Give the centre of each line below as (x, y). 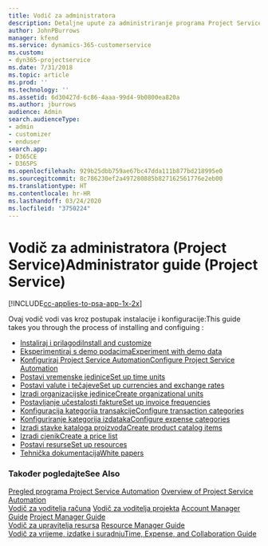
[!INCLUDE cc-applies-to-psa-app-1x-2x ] (75, 304)
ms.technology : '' (39, 90)
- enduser (25, 141)
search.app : (28, 149)
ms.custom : (26, 53)
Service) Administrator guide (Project (133, 265)
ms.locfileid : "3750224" (49, 208)
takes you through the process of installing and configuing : (106, 328)
